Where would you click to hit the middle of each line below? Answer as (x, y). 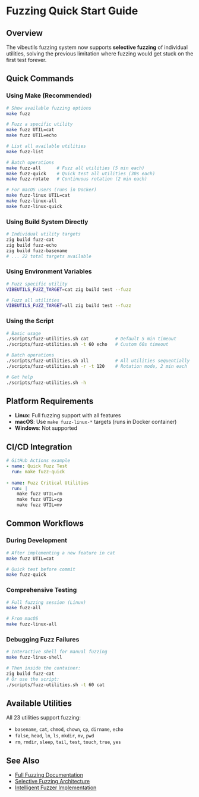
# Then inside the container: (44, 668)
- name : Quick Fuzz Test (37, 466)
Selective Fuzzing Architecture (52, 782)
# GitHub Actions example (38, 461)
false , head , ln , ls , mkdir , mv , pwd (54, 736)
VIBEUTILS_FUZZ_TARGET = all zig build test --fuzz (69, 306)
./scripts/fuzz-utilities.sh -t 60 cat (56, 685)
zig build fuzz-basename (37, 251)
